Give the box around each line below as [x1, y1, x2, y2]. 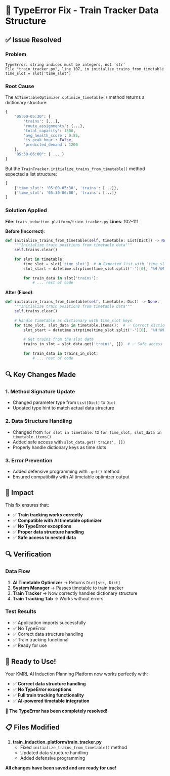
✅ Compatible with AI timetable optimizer [12, 517, 102, 523]
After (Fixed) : [5, 290, 34, 296]
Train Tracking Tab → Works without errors [12, 595, 104, 601]
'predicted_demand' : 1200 [23, 142, 78, 147]
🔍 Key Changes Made [5, 371, 76, 379]
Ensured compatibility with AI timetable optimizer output [12, 474, 130, 480]
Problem [5, 51, 27, 58]
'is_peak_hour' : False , [23, 138, 73, 143]
